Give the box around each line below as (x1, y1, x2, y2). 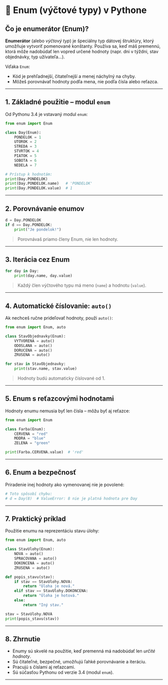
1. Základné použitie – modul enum (5, 98, 110, 106)
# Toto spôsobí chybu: (5, 491, 52, 496)
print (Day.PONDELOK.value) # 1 (5, 186, 72, 191)
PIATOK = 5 (14, 153, 37, 159)
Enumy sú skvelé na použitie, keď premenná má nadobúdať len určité (12, 648, 155, 654)
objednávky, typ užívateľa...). (5, 54, 65, 60)
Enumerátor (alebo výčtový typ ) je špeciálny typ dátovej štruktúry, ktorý (5, 38, 154, 44)
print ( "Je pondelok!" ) (14, 227, 61, 232)
